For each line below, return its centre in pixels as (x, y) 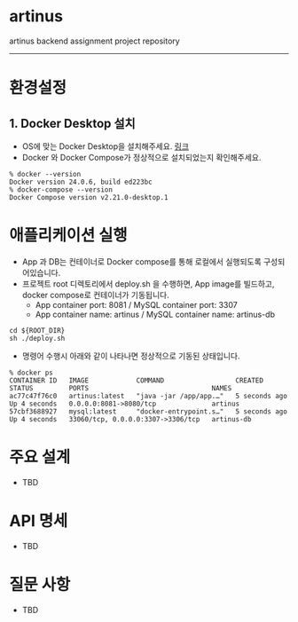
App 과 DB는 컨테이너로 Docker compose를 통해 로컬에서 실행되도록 (141, 261)
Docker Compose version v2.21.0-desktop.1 (89, 197)
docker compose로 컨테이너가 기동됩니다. (96, 295)
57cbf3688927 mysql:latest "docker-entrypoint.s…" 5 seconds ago (149, 411)
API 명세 (39, 521)
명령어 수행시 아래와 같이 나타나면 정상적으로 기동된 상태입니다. (131, 356)
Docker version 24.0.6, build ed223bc (81, 182)
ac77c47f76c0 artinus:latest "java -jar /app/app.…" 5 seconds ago (149, 396)
